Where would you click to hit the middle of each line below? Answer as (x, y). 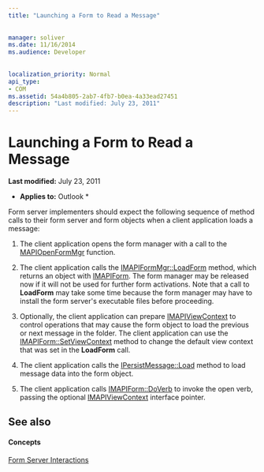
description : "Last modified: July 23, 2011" (84, 103)
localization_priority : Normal (59, 74)
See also (30, 422)
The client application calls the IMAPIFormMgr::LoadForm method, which (138, 268)
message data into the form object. (76, 374)
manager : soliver (37, 37)
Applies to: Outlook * (54, 197)
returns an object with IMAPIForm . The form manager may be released (134, 276)
